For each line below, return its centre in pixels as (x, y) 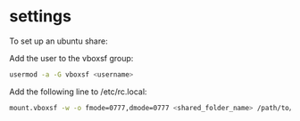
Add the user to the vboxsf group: (71, 58)
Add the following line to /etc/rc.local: (78, 92)
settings (40, 16)
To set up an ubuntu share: (59, 41)
